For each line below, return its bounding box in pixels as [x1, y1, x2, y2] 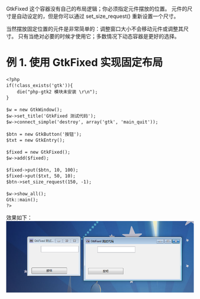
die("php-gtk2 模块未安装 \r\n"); [17, 89, 98, 95]
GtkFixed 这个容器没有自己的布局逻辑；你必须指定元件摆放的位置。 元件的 [6, 5, 187, 12]
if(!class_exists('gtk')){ [6, 82, 73, 88]
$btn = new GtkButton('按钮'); [6, 131, 82, 137]
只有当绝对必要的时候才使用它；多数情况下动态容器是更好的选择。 [17, 33, 180, 40]
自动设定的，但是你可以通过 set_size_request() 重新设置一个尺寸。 [16, 13, 180, 20]
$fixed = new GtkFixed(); [6, 149, 70, 155]
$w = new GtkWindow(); [6, 107, 62, 113]
